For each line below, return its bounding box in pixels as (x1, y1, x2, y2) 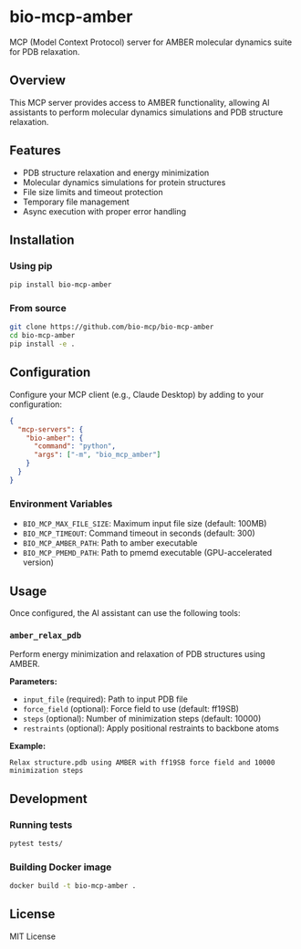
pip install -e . (9, 339, 76, 349)
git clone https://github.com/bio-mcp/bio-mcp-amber (9, 322, 214, 332)
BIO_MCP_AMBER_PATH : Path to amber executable (22, 537, 198, 548)
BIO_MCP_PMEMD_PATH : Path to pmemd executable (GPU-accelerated (22, 547, 273, 558)
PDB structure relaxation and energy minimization (22, 167, 210, 178)
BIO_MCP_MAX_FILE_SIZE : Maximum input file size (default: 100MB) (22, 518, 267, 529)
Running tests (9, 819, 73, 831)
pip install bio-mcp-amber (9, 280, 112, 289)
